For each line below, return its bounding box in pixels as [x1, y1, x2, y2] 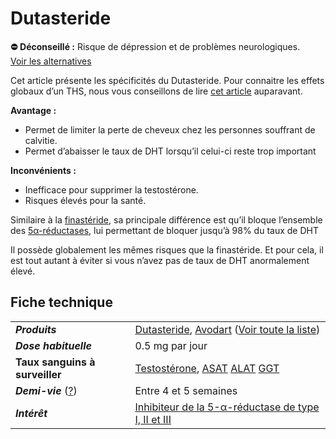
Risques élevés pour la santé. [24, 194, 147, 206]
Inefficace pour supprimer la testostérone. [24, 183, 199, 196]
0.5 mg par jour [134, 338, 208, 352]
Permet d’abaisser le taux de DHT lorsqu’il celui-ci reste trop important [24, 145, 317, 157]
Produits [15, 322, 57, 336]
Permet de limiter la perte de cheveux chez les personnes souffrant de [24, 123, 316, 136]
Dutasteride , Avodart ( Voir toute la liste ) [134, 322, 321, 336]
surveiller [15, 367, 62, 381]
